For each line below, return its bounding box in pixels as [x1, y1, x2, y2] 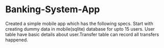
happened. [5, 37, 28, 43]
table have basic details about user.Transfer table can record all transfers [5, 31, 159, 37]
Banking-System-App [5, 4, 100, 15]
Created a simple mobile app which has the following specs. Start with [5, 20, 153, 27]
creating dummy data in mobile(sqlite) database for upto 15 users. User [5, 26, 155, 32]
